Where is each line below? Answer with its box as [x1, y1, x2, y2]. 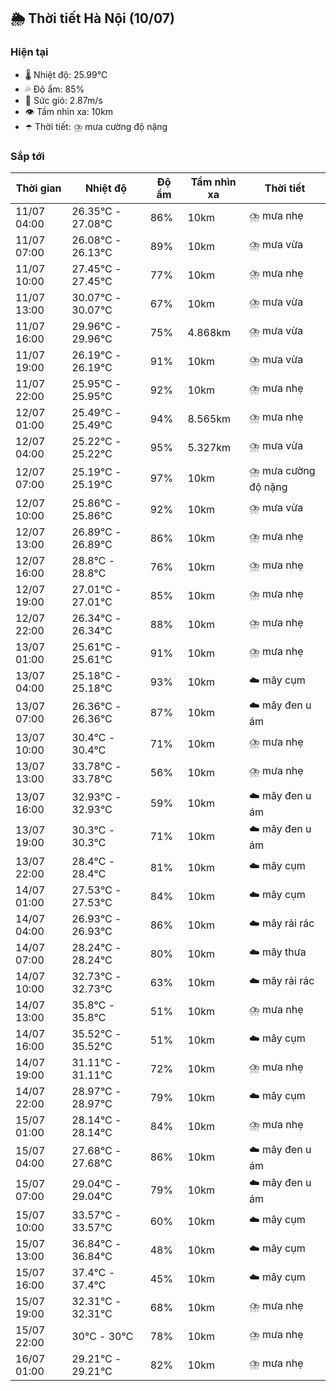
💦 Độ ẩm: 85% [24, 83, 85, 95]
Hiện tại [10, 45, 49, 59]
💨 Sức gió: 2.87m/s [24, 94, 103, 106]
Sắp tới [10, 149, 45, 163]
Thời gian [15, 181, 62, 195]
